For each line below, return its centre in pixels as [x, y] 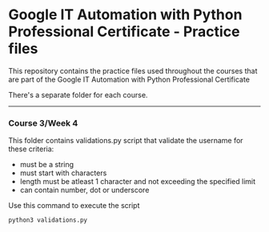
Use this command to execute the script [74, 206]
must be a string [47, 165]
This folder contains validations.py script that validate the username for [126, 141]
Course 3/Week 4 [43, 123]
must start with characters [63, 173]
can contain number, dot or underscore [84, 190]
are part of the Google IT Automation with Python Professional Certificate [129, 79]
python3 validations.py [48, 220]
